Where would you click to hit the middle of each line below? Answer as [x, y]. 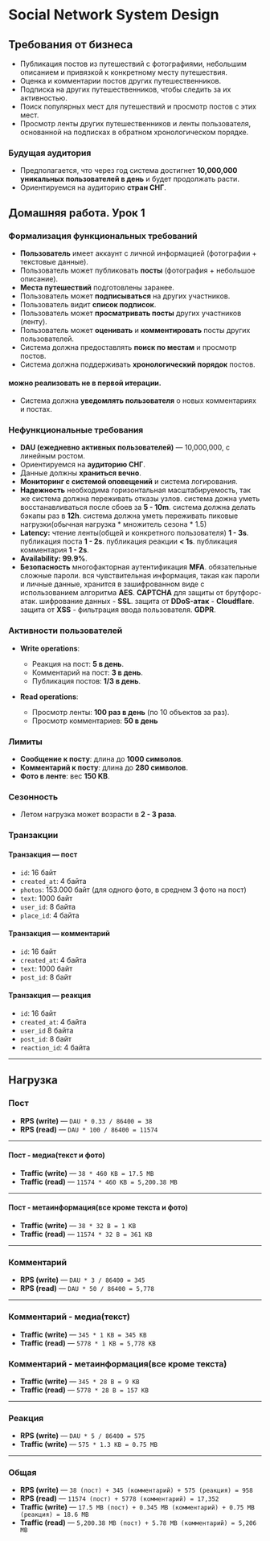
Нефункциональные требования [76, 430]
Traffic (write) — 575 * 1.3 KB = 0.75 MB [89, 1444]
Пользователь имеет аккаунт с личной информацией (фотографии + [138, 253]
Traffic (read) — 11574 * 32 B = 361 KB [86, 1234]
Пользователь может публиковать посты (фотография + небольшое [137, 270]
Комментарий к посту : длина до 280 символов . [104, 768]
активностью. [44, 98]
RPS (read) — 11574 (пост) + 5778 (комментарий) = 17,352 [119, 1498]
